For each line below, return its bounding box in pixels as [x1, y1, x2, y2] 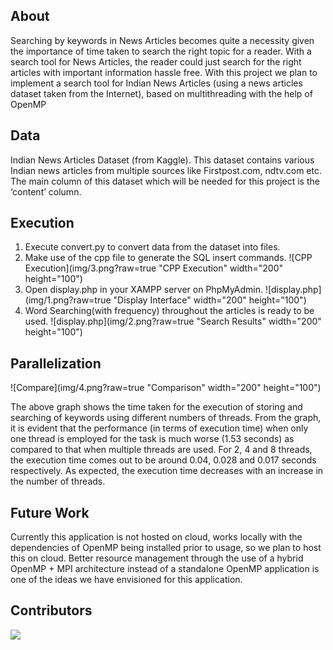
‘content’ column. [10, 185, 82, 198]
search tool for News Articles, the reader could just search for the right [10, 55, 302, 68]
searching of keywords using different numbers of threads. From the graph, [10, 412, 322, 424]
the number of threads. [10, 475, 106, 488]
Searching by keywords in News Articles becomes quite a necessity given [10, 34, 315, 46]
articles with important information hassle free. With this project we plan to [10, 66, 318, 78]
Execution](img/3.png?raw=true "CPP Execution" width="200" [24, 262, 283, 274]
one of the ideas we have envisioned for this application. [10, 574, 243, 586]
